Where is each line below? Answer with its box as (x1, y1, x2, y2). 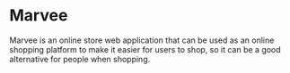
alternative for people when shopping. (9, 53, 151, 64)
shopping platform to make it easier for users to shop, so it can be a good (9, 44, 281, 54)
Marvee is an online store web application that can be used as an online (9, 35, 275, 45)
